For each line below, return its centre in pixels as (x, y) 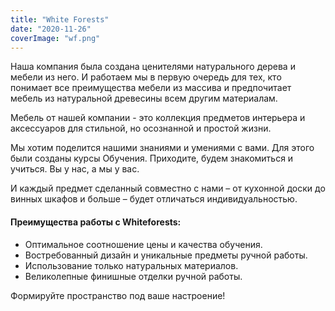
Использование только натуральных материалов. (131, 265)
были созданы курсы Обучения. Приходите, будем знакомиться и (152, 158)
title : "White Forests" (60, 19)
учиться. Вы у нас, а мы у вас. (75, 169)
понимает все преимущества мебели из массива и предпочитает (151, 88)
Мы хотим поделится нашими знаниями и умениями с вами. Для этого (162, 148)
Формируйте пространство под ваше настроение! (118, 295)
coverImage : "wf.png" (55, 38)
